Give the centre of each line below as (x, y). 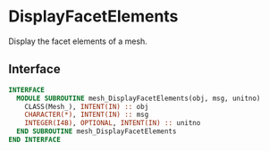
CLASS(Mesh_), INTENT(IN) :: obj (87, 106)
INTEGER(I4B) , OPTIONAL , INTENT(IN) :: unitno (113, 123)
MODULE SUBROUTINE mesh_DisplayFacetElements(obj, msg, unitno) (139, 98)
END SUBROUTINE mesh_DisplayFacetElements (97, 131)
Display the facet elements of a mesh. (78, 41)
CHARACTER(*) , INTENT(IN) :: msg (87, 115)
